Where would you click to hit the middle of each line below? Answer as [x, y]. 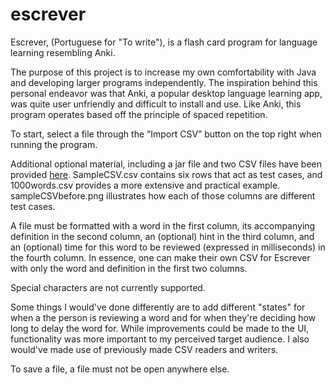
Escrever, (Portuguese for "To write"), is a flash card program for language [164, 42]
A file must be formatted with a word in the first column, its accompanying [163, 225]
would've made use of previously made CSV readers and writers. [144, 349]
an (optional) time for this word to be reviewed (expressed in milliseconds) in [168, 247]
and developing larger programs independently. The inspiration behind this [164, 82]
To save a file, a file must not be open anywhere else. [120, 369]
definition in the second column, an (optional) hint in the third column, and [162, 236]
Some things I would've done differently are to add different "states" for [158, 307]
